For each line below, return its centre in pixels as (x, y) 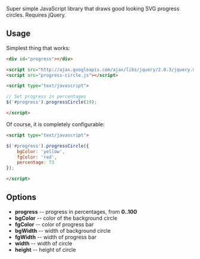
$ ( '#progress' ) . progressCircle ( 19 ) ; (51, 102)
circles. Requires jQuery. (36, 15)
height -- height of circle (45, 249)
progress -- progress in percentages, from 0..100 (76, 211)
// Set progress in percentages (46, 97)
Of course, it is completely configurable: (55, 124)
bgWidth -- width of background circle (63, 230)
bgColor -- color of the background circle (66, 218)
